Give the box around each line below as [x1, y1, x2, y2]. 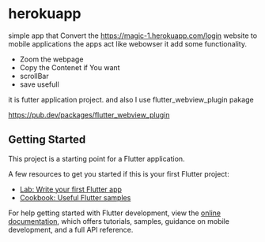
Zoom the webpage [19, 54, 84, 64]
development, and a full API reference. [8, 225, 134, 234]
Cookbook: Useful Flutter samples [19, 192, 131, 202]
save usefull [19, 80, 59, 89]
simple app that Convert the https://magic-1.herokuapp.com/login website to [8, 31, 258, 40]
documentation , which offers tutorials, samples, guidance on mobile [8, 216, 229, 225]
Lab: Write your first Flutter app [19, 184, 123, 194]
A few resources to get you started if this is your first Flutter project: [8, 169, 229, 178]
